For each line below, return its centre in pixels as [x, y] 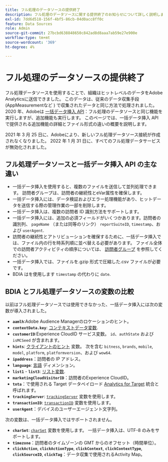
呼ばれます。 [25, 390]
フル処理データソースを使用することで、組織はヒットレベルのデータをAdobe [84, 93]
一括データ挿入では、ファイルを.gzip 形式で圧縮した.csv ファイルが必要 [86, 262]
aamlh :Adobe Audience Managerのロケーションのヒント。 [72, 321]
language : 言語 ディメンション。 [45, 365]
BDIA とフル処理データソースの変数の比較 [69, 292]
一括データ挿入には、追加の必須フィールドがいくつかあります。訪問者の [87, 218]
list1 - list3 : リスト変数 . [39, 371]
